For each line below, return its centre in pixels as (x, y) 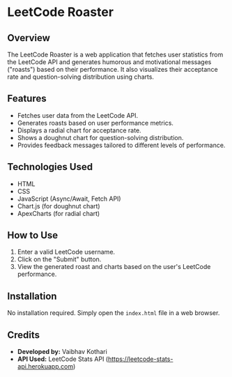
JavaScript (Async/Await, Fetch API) (69, 199)
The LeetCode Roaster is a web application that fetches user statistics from (115, 54)
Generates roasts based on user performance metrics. (95, 123)
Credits (24, 335)
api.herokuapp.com (45, 367)
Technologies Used (50, 167)
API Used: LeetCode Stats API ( (63, 359)
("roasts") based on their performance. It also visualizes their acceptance (113, 69)
